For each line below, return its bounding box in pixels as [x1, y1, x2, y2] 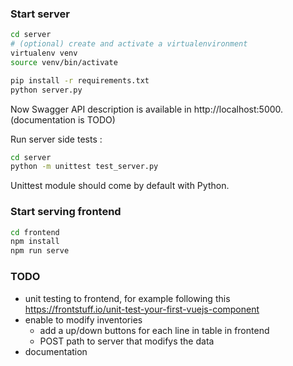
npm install [10, 237, 60, 247]
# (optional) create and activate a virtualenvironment [10, 39, 248, 49]
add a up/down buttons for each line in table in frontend [39, 324, 270, 336]
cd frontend [10, 227, 60, 237]
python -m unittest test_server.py [10, 162, 159, 172]
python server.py [10, 85, 83, 95]
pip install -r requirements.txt [10, 75, 150, 86]
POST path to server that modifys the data [39, 335, 215, 347]
